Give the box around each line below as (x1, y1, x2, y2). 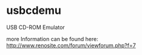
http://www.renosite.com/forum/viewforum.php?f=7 (6, 42, 137, 49)
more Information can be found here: (6, 35, 98, 42)
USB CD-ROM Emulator (6, 24, 65, 31)
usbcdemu (6, 4, 62, 18)
